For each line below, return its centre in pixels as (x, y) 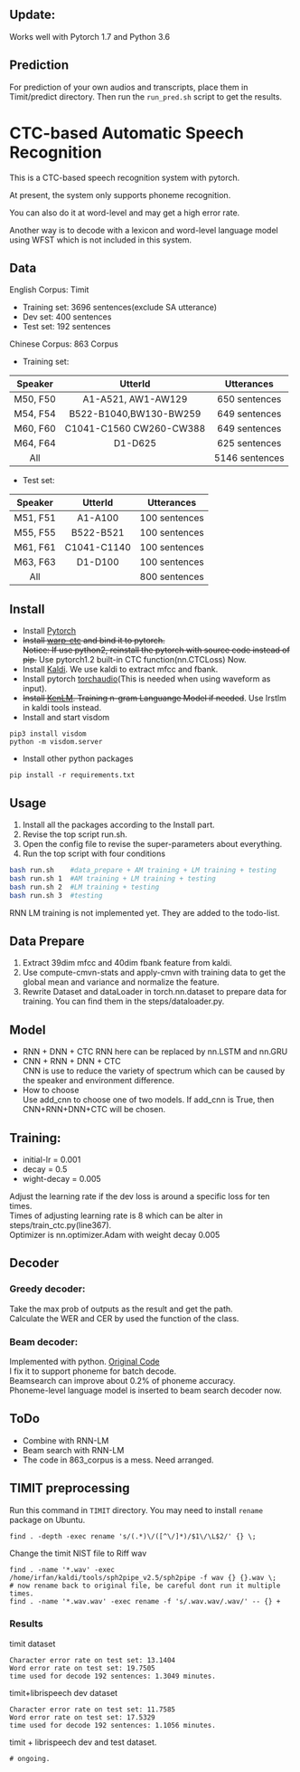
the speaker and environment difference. (98, 1081)
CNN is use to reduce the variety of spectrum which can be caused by (154, 1071)
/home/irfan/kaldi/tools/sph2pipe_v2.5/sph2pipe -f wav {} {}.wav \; (143, 1577)
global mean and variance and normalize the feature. (121, 982)
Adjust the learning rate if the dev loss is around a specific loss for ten (140, 1196)
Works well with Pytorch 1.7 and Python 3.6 (90, 36)
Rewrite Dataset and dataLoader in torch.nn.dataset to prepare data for (155, 992)
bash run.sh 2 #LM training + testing (84, 887)
